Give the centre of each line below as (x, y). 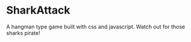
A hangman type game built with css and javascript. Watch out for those (96, 27)
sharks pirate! (23, 33)
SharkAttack (38, 10)
